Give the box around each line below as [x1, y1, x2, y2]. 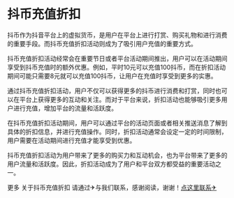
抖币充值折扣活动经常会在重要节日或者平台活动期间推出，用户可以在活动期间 [7, 54, 228, 63]
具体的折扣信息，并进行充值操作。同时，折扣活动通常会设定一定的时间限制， [7, 127, 228, 136]
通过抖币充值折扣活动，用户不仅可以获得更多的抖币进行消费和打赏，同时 [7, 86, 215, 95]
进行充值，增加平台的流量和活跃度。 [13, 104, 117, 112]
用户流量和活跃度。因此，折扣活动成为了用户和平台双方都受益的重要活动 [7, 160, 215, 168]
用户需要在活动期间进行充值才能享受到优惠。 [7, 136, 136, 144]
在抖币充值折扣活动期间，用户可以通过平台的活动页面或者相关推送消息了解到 [7, 119, 228, 127]
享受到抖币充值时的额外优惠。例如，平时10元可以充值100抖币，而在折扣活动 [7, 63, 226, 71]
